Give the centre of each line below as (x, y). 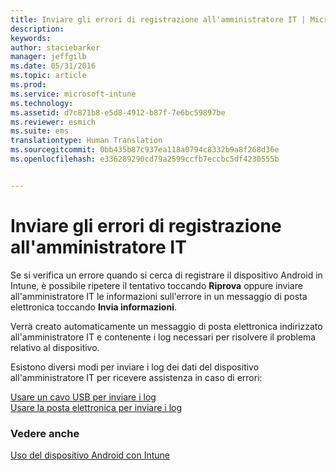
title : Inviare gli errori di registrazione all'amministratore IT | (158, 19)
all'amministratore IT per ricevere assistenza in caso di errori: (136, 377)
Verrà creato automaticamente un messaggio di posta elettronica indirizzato (166, 326)
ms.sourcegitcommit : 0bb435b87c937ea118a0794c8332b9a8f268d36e (145, 150)
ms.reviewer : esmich (53, 122)
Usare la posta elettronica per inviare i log (96, 407)
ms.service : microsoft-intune (73, 94)
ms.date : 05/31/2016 (53, 66)
